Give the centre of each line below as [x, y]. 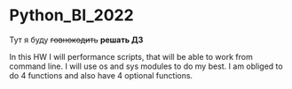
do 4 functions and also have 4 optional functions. [101, 75]
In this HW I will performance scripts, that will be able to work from [131, 56]
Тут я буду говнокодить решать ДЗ [76, 40]
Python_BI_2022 [72, 15]
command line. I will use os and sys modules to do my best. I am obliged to [146, 66]
